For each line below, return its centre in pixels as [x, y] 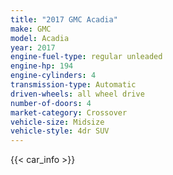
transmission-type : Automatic [73, 85]
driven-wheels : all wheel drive [77, 94]
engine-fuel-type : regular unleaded [86, 57]
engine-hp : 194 [42, 66]
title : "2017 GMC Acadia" [64, 19]
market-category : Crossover [69, 112]
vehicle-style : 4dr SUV [60, 131]
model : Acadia [40, 38]
